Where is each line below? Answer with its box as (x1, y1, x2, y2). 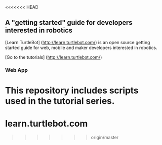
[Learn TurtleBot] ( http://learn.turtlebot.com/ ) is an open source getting (5, 39, 150, 45)
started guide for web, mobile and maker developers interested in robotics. (5, 45, 158, 50)
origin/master (91, 134, 119, 140)
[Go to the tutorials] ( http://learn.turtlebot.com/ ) (5, 54, 102, 60)
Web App (5, 66, 28, 73)
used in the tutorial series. (5, 95, 115, 106)
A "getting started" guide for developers (5, 18, 133, 27)
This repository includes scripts (5, 85, 139, 96)
